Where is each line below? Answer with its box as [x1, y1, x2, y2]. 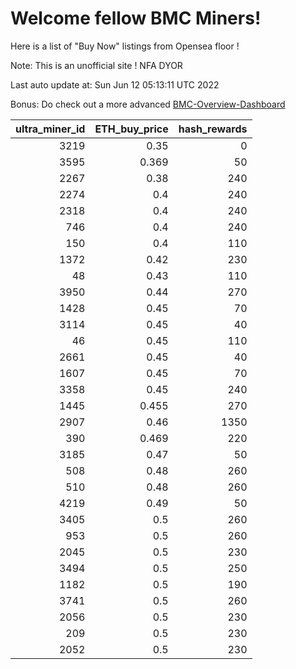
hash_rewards [178, 122, 248, 136]
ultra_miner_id [15, 122, 86, 136]
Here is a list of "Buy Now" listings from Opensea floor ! [10, 40, 240, 52]
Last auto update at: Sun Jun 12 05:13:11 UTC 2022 [10, 78, 220, 91]
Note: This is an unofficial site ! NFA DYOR [10, 59, 183, 71]
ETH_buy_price [94, 122, 169, 136]
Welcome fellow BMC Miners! [10, 7, 262, 30]
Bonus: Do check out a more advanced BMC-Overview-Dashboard [10, 98, 286, 110]
